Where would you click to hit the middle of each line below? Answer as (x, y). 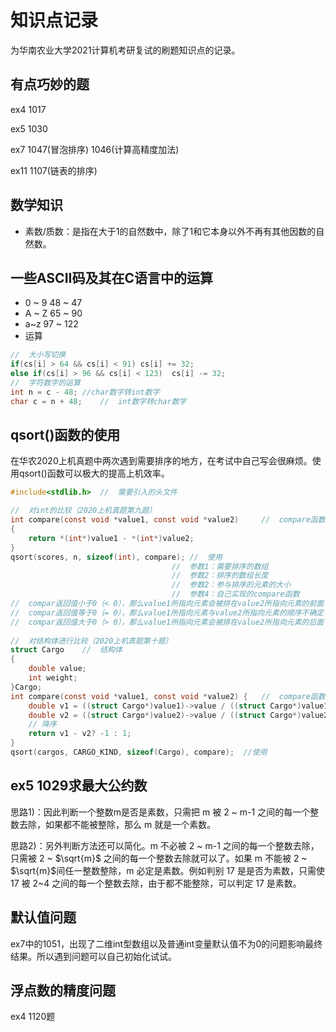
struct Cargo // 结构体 (66, 650)
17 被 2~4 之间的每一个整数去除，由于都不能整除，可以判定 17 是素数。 (156, 883)
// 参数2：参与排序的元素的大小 (231, 585)
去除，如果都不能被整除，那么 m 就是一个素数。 (117, 824)
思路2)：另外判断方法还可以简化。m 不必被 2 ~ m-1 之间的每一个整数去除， (165, 845)
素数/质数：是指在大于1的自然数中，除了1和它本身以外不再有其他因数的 (170, 231)
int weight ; (53, 678)
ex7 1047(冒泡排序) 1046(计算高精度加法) (95, 149)
